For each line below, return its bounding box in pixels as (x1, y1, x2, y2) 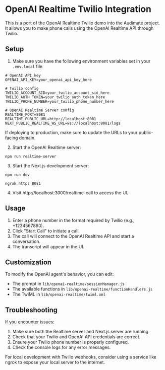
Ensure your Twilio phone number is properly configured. (12, 339, 129, 345)
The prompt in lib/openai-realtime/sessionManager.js (12, 281, 125, 287)
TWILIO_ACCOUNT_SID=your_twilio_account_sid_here (5, 90, 110, 95)
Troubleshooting (5, 305, 58, 314)
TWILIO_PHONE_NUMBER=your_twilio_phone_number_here (5, 99, 114, 104)
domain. (19, 135, 36, 141)
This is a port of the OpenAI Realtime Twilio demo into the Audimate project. (5, 20, 160, 26)
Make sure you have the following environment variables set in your (12, 58, 151, 64)
